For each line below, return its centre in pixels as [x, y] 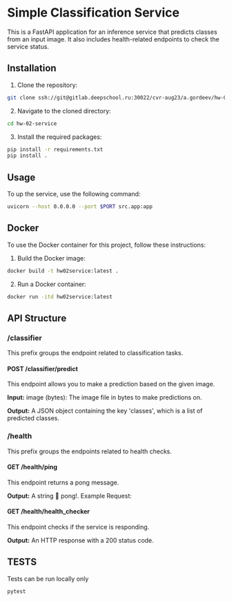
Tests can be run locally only [48, 579]
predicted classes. [33, 418]
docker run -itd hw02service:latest [60, 297]
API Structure [37, 318]
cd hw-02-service [32, 123]
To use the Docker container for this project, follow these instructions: [106, 245]
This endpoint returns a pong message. [63, 482]
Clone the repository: [47, 85]
